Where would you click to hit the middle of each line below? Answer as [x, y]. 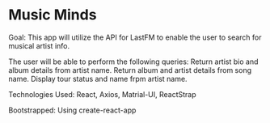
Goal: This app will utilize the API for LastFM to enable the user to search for [135, 37]
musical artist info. [39, 45]
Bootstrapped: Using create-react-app [72, 110]
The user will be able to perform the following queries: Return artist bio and [133, 61]
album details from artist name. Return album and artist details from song [130, 70]
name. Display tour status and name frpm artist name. [98, 78]
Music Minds [53, 15]
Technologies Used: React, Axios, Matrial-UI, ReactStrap [102, 94]
